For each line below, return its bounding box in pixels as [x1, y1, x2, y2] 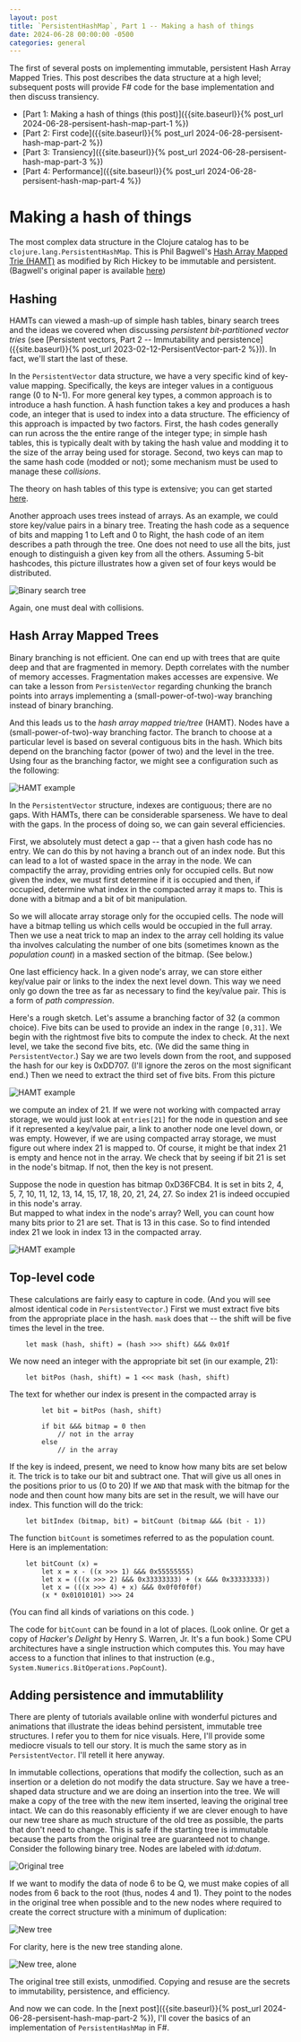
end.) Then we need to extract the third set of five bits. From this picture [9, 1069, 276, 1080]
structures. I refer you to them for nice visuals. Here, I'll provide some [9, 1731, 266, 1741]
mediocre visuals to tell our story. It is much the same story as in [9, 1740, 247, 1751]
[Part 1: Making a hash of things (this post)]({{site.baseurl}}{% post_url [21, 109, 284, 119]
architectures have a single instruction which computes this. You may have [9, 1643, 285, 1653]
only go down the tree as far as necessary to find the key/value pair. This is [9, 985, 287, 996]
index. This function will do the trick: [9, 1499, 143, 1510]
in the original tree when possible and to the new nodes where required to [9, 1897, 282, 1908]
